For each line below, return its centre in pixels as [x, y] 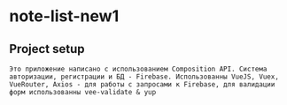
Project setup [47, 49]
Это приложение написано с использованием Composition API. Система [138, 69]
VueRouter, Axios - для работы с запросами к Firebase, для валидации [142, 85]
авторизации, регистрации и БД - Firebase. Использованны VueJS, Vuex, [144, 77]
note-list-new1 [64, 16]
